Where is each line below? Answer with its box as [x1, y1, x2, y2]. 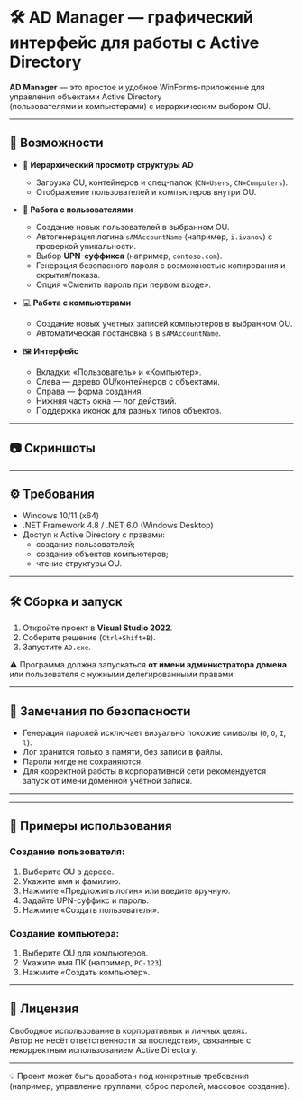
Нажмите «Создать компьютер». [22, 966, 151, 977]
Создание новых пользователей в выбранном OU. [35, 221, 230, 232]
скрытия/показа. [35, 269, 101, 280]
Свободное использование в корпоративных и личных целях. [9, 1025, 248, 1036]
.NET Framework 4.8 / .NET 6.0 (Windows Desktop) [22, 520, 214, 531]
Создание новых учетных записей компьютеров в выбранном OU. [35, 318, 293, 329]
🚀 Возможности [9, 135, 104, 151]
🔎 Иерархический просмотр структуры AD [22, 159, 194, 170]
